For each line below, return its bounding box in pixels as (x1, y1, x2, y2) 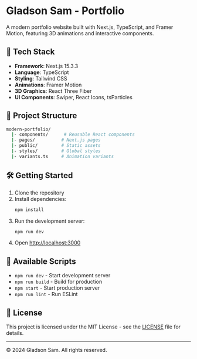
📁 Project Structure (6, 110, 77, 121)
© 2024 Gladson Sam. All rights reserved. (6, 347, 107, 353)
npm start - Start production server (14, 284, 100, 291)
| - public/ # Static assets (11, 143, 101, 149)
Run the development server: (14, 217, 85, 224)
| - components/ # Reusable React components (11, 132, 135, 137)
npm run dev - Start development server (14, 272, 111, 279)
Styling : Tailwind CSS (14, 75, 67, 82)
